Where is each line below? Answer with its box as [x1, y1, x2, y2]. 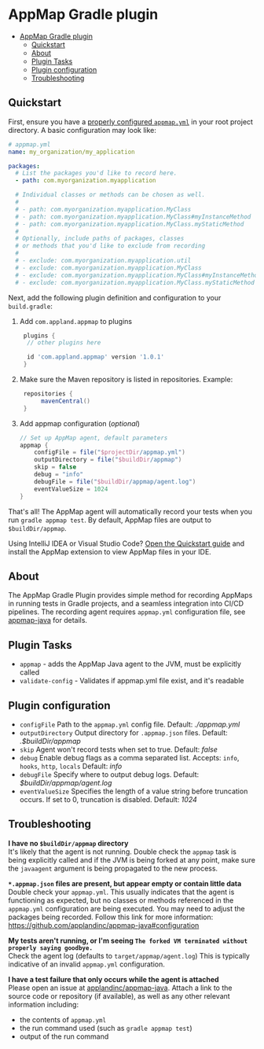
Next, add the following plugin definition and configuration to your [8, 293, 222, 302]
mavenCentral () [40, 397, 90, 405]
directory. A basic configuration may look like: [8, 125, 157, 134]
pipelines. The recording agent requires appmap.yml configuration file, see [8, 607, 246, 617]
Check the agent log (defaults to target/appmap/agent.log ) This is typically [8, 951, 250, 960]
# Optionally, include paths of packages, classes [15, 234, 185, 243]
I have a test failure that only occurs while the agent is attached [8, 974, 219, 984]
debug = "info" [34, 470, 84, 478]
